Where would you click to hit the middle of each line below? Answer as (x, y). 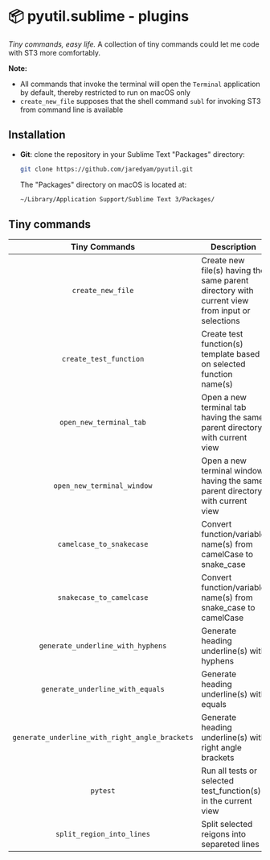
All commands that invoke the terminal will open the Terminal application (140, 84)
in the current (227, 801)
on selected (223, 364)
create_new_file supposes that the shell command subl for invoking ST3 (140, 101)
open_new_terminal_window (103, 486)
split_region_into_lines (103, 834)
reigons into (224, 834)
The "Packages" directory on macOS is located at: (103, 184)
